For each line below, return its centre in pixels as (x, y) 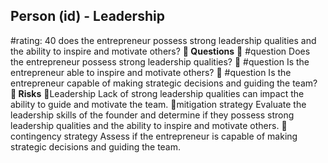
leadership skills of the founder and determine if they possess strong (152, 115)
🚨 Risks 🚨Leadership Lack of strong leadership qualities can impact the (157, 93)
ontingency (36, 136)
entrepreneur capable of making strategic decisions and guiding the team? (164, 83)
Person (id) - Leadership (87, 16)
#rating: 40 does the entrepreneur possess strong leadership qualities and (163, 40)
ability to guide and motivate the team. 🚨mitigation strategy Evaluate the (158, 104)
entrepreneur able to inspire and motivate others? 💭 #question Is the (151, 72)
